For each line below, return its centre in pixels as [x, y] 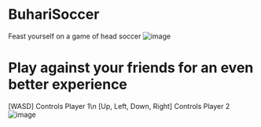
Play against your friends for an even [131, 68]
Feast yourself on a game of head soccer [75, 36]
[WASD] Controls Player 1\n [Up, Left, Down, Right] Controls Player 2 [119, 106]
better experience [68, 85]
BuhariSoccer [54, 15]
